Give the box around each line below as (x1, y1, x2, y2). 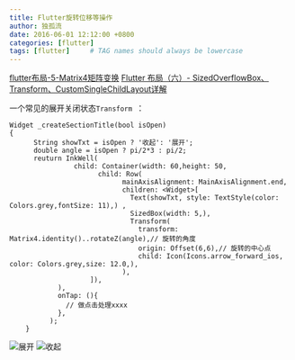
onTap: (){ (57, 292, 99, 301)
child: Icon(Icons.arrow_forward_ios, (138, 252, 283, 261)
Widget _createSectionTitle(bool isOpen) (9, 121, 167, 130)
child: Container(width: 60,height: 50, (73, 162, 228, 171)
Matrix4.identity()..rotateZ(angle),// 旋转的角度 (9, 235, 196, 244)
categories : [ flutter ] (9, 38, 94, 48)
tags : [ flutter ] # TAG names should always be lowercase (9, 47, 244, 56)
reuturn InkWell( (32, 154, 99, 163)
